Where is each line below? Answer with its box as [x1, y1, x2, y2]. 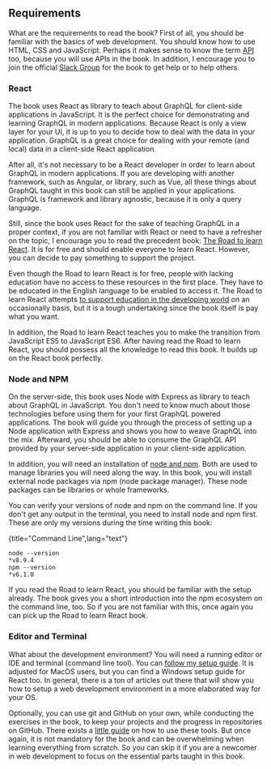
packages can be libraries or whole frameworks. [8, 485, 170, 495]
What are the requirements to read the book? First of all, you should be [8, 28, 244, 37]
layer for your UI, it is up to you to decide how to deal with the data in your [8, 127, 256, 137]
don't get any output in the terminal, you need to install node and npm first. [8, 510, 258, 519]
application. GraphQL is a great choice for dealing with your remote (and [8, 135, 250, 145]
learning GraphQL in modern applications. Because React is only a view [8, 118, 247, 128]
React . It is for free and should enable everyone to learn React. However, [8, 245, 251, 254]
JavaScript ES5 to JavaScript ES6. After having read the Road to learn [8, 336, 241, 346]
